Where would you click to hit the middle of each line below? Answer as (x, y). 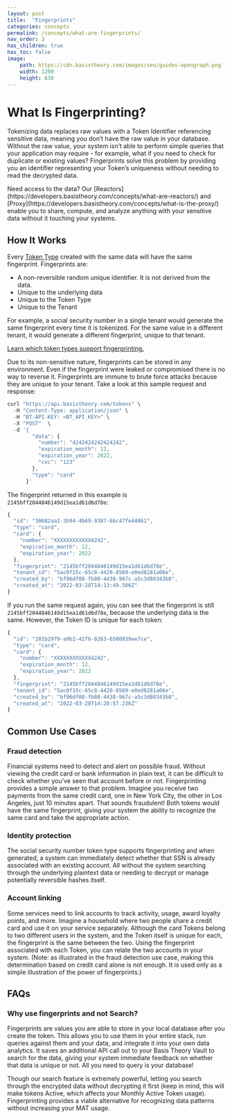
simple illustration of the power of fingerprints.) (74, 972)
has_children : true (35, 46)
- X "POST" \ (32, 423)
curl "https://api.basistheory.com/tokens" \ (74, 404)
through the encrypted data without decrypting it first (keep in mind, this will (116, 1086)
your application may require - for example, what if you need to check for (111, 154)
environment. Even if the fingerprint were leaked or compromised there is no (116, 369)
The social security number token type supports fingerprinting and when (111, 851)
